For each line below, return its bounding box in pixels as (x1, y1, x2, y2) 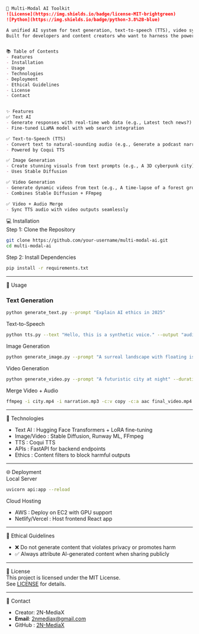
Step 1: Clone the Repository (6, 226, 76, 233)
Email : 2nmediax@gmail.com (14, 615, 86, 622)
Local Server (6, 475, 37, 482)
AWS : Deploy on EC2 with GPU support (14, 508, 113, 515)
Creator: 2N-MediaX (14, 609, 65, 616)
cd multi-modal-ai (6, 243, 52, 249)
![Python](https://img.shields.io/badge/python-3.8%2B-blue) (6, 17, 161, 23)
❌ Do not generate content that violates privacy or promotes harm (14, 543, 176, 550)
